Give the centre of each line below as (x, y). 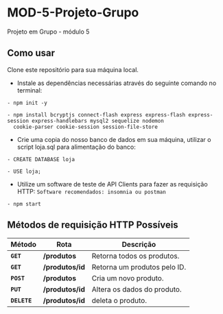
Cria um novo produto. (128, 278)
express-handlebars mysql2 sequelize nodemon (98, 121)
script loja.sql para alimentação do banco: (76, 147)
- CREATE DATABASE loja (41, 159)
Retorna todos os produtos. (136, 256)
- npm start (24, 204)
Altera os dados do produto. (137, 289)
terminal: (30, 90)
